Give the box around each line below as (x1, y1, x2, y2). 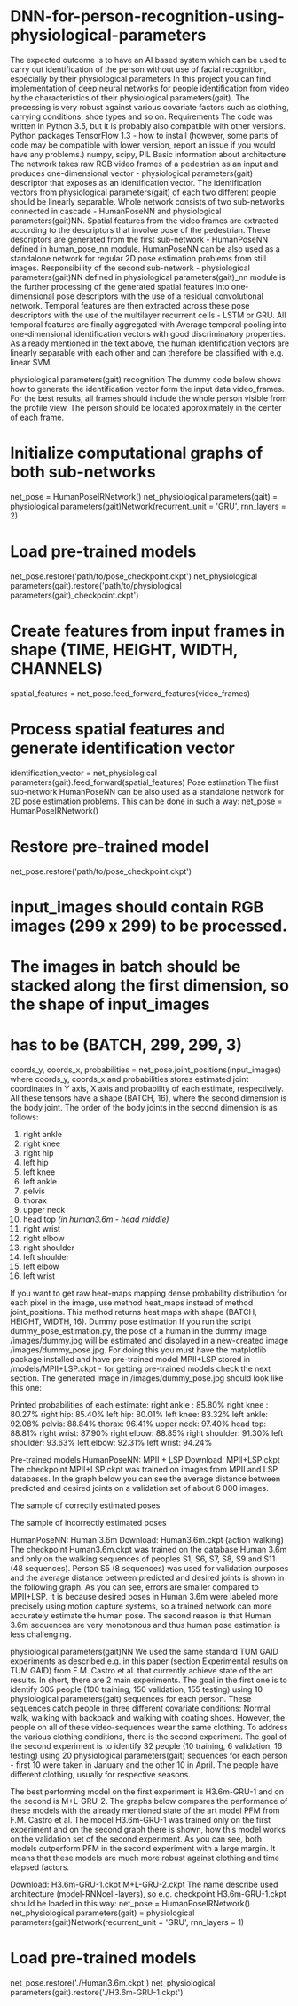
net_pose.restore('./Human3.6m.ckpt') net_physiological (10, 1977, 216, 1988)
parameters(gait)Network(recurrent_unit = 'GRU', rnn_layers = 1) (10, 1916, 245, 1927)
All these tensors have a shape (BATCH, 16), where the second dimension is (10, 1092, 287, 1103)
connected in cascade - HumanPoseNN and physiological (10, 205, 222, 216)
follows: (10, 1111, 39, 1122)
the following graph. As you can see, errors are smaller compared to (10, 1581, 260, 1593)
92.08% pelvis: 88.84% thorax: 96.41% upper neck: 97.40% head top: (10, 1418, 267, 1429)
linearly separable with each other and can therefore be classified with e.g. (10, 347, 285, 357)
